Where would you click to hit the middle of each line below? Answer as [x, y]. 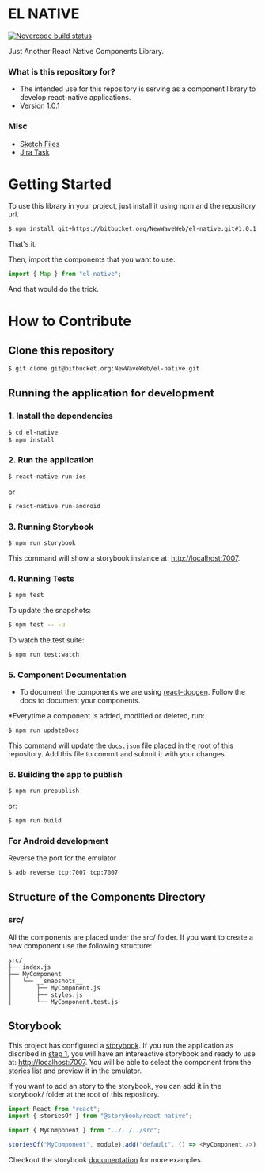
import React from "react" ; [55, 1109]
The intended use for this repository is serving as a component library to [138, 89]
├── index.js [30, 967]
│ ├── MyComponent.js [55, 988]
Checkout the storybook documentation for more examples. [106, 1160]
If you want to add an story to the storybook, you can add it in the [115, 1086]
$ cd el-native [33, 432]
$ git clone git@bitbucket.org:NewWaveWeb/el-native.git [104, 369]
